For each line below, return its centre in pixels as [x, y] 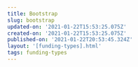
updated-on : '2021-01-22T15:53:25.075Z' [67, 27]
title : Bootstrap [33, 14]
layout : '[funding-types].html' [54, 46]
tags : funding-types [37, 53]
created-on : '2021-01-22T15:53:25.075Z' [67, 33]
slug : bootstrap [31, 20]
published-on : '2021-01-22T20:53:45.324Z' [70, 40]
